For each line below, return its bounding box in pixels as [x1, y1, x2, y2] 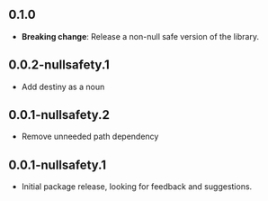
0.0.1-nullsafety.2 [8, 107, 110, 123]
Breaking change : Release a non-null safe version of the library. [21, 31, 260, 41]
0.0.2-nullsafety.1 [8, 58, 110, 73]
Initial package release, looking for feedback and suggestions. [21, 181, 253, 192]
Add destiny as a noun [21, 81, 105, 92]
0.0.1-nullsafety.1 [8, 157, 107, 172]
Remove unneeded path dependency [21, 131, 159, 142]
